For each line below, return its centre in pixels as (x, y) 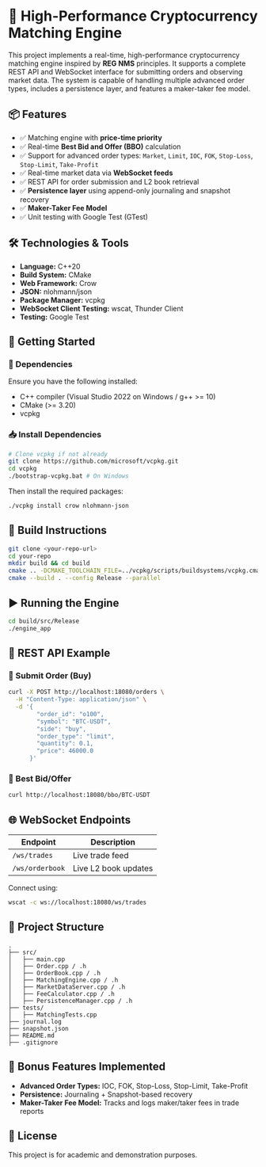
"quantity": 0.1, (65, 744)
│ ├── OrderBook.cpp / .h (55, 973)
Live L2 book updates (113, 868)
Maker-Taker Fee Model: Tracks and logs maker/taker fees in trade (129, 1102)
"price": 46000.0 (65, 751)
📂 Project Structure (56, 927)
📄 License (33, 1136)
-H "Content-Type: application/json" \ (81, 700)
